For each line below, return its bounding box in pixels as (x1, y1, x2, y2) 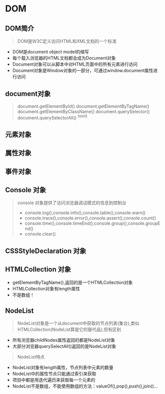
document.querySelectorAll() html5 (17, 114, 88, 121)
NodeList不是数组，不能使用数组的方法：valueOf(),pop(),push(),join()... (12, 383, 158, 389)
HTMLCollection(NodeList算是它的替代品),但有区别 (17, 327, 121, 333)
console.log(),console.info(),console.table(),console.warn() (24, 210, 146, 216)
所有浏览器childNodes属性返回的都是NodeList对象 (12, 337, 115, 343)
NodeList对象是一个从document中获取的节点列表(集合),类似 (17, 320, 140, 326)
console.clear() (24, 231, 56, 237)
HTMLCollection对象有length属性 (12, 285, 81, 291)
